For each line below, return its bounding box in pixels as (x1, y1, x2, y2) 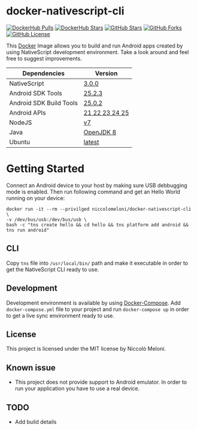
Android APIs (9, 108, 46, 117)
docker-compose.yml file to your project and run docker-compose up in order (6, 305, 190, 313)
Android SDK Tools (9, 89, 63, 97)
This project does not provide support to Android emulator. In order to (14, 378, 187, 386)
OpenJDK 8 (83, 128, 117, 136)
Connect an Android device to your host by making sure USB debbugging (6, 181, 187, 189)
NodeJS (9, 118, 32, 127)
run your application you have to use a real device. (14, 385, 140, 392)
